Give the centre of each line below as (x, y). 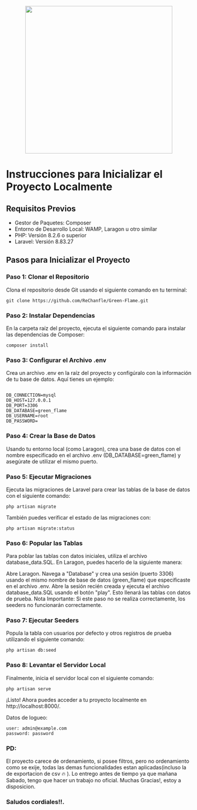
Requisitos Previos (41, 209)
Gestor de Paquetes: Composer (53, 223)
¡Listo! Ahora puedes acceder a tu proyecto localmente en (76, 700)
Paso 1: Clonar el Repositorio (48, 277)
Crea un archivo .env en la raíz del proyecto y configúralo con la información (99, 373)
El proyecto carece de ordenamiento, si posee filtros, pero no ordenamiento (98, 761)
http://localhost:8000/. (33, 706)
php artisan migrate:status (41, 528)
